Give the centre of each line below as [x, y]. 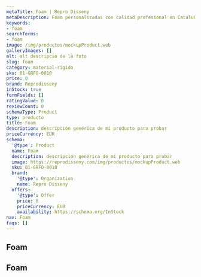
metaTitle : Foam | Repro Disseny [48, 12]
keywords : [19, 23]
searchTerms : [22, 34]
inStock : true [24, 90]
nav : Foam [19, 218]
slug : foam [20, 62]
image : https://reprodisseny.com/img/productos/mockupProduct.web [96, 162]
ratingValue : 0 [25, 101]
